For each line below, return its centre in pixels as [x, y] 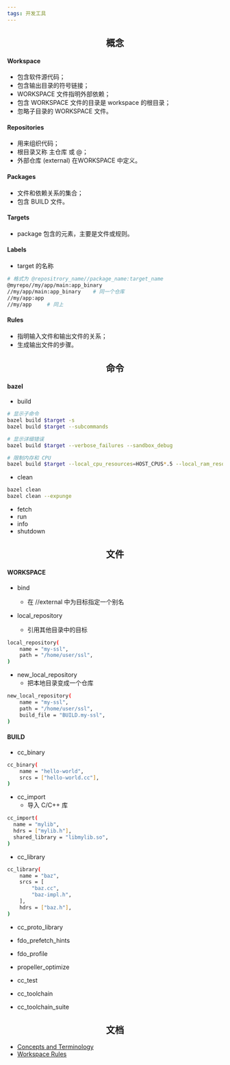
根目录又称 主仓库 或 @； [53, 152]
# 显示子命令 [23, 414]
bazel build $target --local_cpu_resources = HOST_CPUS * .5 [90, 464]
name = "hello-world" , [52, 771]
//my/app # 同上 [35, 304]
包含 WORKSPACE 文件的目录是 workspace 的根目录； [94, 103]
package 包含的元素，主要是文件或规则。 [75, 233]
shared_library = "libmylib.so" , [61, 837]
